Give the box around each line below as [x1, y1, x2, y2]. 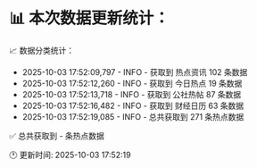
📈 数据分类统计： [9, 45, 74, 55]
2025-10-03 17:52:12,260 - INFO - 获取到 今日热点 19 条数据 [21, 78, 243, 88]
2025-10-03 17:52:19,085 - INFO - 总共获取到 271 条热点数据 [21, 111, 245, 122]
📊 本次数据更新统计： [9, 8, 170, 29]
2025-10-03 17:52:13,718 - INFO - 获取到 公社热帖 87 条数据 [21, 88, 242, 99]
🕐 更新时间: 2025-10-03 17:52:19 [9, 149, 131, 160]
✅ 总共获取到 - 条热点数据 [9, 130, 105, 141]
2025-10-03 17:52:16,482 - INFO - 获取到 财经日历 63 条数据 [21, 100, 245, 111]
